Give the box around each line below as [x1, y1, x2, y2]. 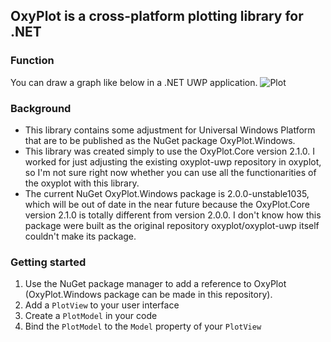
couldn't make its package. [24, 230, 137, 242]
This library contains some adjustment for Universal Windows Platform [24, 124, 316, 136]
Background [10, 101, 72, 115]
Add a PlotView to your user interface [24, 299, 180, 311]
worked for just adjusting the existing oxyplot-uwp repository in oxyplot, [24, 155, 322, 168]
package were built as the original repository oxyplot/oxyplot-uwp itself [24, 219, 320, 231]
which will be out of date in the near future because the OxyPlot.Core [24, 198, 310, 210]
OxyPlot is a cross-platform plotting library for [10, 8, 304, 25]
